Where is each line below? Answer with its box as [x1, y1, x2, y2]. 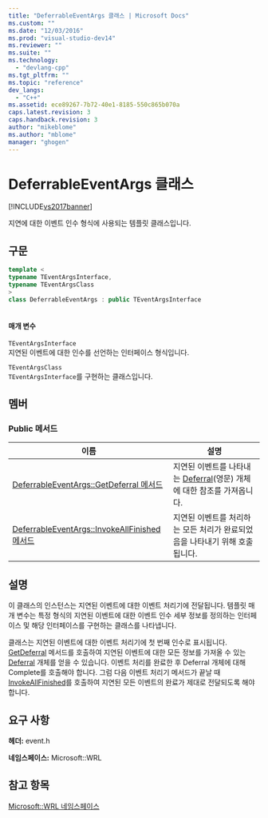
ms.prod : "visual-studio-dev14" [8, 34, 116, 42]
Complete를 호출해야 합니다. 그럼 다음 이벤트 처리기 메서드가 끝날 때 [8, 668, 221, 677]
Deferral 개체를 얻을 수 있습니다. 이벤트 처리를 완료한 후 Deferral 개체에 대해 [8, 657, 246, 668]
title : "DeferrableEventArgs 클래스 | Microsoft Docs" [8, 11, 190, 20]
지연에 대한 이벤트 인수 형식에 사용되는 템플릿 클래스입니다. [8, 218, 191, 228]
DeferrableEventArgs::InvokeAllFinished [12, 524, 161, 535]
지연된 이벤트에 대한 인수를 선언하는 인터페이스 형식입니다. [8, 347, 190, 357]
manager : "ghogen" [8, 138, 69, 146]
